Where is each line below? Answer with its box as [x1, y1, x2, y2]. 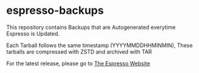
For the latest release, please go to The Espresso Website [6, 60, 150, 67]
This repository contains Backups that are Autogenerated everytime [6, 24, 176, 31]
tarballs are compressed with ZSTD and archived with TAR [6, 48, 152, 55]
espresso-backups [6, 4, 104, 17]
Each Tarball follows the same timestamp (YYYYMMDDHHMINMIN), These [6, 42, 193, 49]
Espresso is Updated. [6, 30, 60, 37]
